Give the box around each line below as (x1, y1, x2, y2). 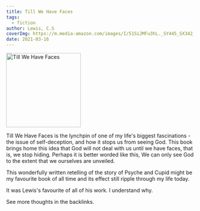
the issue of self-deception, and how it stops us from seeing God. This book (6, 138, 193, 146)
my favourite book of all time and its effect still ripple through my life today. (6, 175, 190, 182)
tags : (6, 14, 20, 20)
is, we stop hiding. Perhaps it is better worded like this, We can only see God (6, 151, 194, 158)
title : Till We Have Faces (6, 8, 73, 15)
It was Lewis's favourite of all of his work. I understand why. (6, 187, 154, 194)
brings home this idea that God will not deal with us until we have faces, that (6, 145, 193, 152)
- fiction (11, 20, 36, 26)
